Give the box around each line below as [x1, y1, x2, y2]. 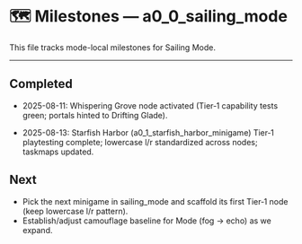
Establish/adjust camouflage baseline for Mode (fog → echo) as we [22, 215, 271, 226]
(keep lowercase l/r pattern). [22, 205, 129, 216]
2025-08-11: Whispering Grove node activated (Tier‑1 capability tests [22, 100, 279, 111]
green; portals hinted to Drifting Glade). [22, 109, 168, 120]
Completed [9, 76, 74, 91]
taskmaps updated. [22, 146, 94, 157]
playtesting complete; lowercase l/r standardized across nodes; [22, 136, 258, 147]
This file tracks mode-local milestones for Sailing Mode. [9, 41, 216, 53]
